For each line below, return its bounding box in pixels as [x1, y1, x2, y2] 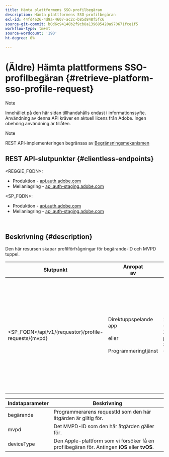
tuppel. [5, 251, 20, 258]
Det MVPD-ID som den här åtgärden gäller [53, 423, 154, 430]
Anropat [123, 263, 143, 270]
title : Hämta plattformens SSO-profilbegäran [5, 7, 102, 13]
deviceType [8, 440, 35, 447]
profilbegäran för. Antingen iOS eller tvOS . [53, 444, 154, 451]
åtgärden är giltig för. [53, 415, 104, 422]
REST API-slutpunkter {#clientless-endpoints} [5, 155, 154, 163]
